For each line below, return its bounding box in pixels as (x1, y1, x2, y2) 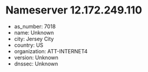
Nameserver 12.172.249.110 (5, 4, 143, 17)
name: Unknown (14, 29, 54, 36)
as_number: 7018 (14, 23, 56, 30)
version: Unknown (14, 54, 58, 61)
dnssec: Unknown (14, 60, 58, 67)
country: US (14, 42, 44, 49)
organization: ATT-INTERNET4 (14, 47, 88, 54)
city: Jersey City (14, 35, 54, 42)
